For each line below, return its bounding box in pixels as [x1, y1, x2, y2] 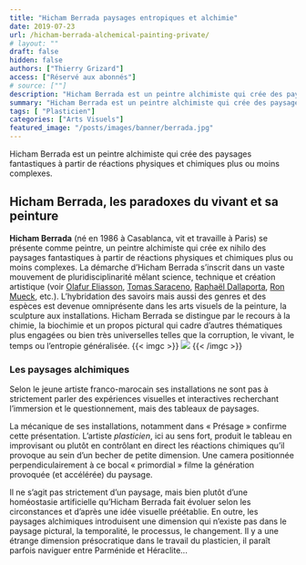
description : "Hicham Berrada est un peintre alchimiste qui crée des [9, 89, 283, 98]
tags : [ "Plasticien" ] [9, 107, 96, 116]
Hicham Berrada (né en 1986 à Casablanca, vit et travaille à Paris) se [9, 232, 269, 243]
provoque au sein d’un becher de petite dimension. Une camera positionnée [9, 450, 294, 461]
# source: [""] [9, 81, 67, 90]
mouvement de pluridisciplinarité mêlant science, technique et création [9, 271, 276, 282]
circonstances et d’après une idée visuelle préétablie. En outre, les [9, 507, 259, 518]
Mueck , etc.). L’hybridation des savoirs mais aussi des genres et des [9, 291, 267, 302]
